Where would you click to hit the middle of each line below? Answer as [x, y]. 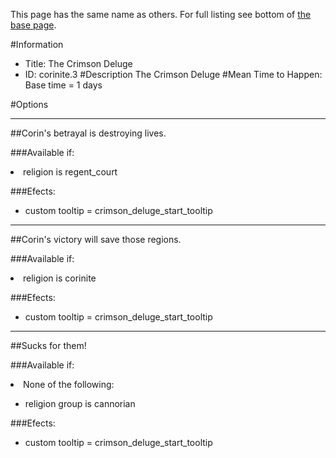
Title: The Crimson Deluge [78, 63]
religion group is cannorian [80, 403]
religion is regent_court [70, 172]
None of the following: [69, 384]
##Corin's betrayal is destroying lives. [88, 133]
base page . [33, 25]
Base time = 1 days [63, 85]
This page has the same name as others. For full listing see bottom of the [161, 14]
